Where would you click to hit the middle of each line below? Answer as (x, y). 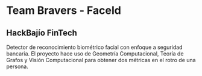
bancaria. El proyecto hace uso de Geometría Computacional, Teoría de (95, 54)
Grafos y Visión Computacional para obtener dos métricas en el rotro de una (101, 60)
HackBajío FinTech (42, 33)
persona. (17, 66)
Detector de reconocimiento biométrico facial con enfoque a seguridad (94, 47)
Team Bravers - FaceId (64, 11)
